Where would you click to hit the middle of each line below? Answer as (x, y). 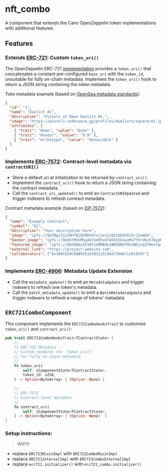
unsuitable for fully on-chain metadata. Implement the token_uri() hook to (81, 79)
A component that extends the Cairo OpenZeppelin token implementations (81, 23)
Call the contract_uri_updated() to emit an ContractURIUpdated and (81, 193)
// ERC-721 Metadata (35, 347)
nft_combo (28, 9)
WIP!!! (23, 444)
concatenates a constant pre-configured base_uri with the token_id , (75, 74)
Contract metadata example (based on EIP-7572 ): (56, 208)
